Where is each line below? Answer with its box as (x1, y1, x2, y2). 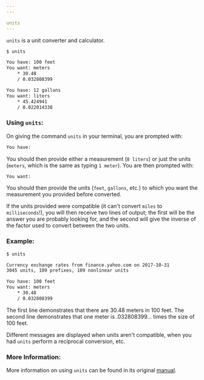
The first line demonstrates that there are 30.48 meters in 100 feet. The (6, 306, 184, 314)
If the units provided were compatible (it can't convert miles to (6, 202, 163, 210)
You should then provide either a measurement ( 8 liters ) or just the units (6, 155, 191, 162)
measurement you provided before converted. (6, 191, 121, 198)
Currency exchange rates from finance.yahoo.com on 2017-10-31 (6, 262, 170, 268)
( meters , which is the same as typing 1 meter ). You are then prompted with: (6, 162, 194, 169)
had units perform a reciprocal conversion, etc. (6, 337, 126, 345)
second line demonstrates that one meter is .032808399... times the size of (6, 313, 195, 320)
